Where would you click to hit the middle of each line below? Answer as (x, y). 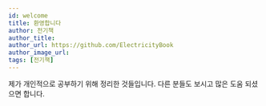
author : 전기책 (31, 30)
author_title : (32, 38)
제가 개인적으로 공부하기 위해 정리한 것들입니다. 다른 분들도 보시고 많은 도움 (126, 84)
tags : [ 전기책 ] (31, 61)
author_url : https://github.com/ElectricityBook (91, 45)
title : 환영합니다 (35, 23)
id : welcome (28, 16)
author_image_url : (39, 53)
